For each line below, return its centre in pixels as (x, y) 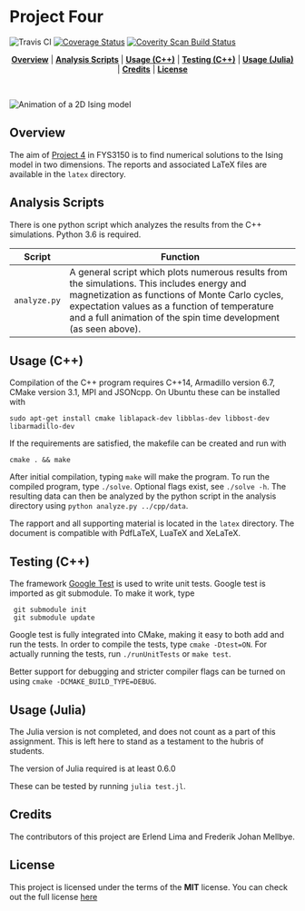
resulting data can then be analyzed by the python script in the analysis (143, 496)
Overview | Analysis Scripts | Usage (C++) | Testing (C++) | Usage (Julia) (152, 59)
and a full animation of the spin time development (174, 317)
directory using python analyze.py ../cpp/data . (99, 506)
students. (27, 751)
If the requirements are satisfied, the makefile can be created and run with (148, 443)
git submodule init (50, 610)
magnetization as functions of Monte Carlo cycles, (177, 294)
